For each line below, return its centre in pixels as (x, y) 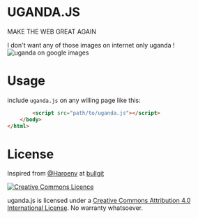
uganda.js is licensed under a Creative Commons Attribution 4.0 (99, 201)
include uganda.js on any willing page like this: (74, 100)
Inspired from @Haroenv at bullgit (56, 174)
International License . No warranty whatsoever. (75, 208)
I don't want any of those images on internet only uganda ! (91, 45)
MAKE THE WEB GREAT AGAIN (52, 31)
